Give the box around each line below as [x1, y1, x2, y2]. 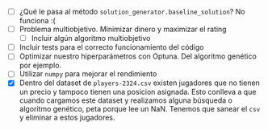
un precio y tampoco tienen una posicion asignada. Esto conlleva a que [19, 87, 257, 97]
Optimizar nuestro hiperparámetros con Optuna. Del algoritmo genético [19, 51, 258, 61]
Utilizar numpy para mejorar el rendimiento [19, 69, 157, 79]
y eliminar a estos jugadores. [19, 112, 115, 123]
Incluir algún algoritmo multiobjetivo [31, 34, 151, 43]
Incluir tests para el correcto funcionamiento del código [19, 43, 204, 52]
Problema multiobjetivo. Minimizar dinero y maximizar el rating [19, 24, 227, 35]
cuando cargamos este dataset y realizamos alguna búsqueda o [19, 95, 233, 105]
